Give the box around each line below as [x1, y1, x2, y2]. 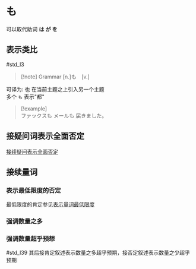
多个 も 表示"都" [6, 93, 45, 100]
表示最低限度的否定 [6, 186, 61, 194]
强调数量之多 [6, 217, 43, 226]
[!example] [20, 105, 48, 112]
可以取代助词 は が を [6, 26, 58, 33]
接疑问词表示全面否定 [6, 131, 84, 141]
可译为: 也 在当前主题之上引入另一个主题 [6, 86, 105, 93]
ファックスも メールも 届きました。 [20, 112, 108, 119]
